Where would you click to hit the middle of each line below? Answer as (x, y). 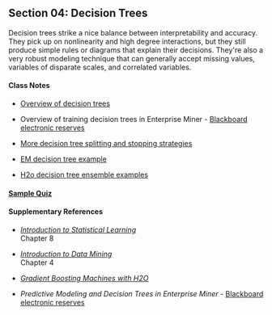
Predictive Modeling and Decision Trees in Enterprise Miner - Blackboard (142, 293)
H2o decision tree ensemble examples (84, 175)
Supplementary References (56, 212)
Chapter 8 (37, 238)
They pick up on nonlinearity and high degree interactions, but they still (127, 41)
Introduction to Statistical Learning (78, 229)
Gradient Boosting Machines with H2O (84, 278)
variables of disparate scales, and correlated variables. (100, 67)
